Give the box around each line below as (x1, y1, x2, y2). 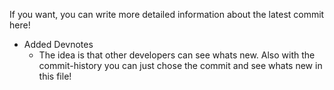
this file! (38, 70, 72, 82)
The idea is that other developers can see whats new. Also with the (38, 49, 316, 61)
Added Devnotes (23, 39, 94, 50)
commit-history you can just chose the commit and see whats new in (38, 60, 323, 71)
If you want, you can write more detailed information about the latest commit (9, 9, 325, 20)
